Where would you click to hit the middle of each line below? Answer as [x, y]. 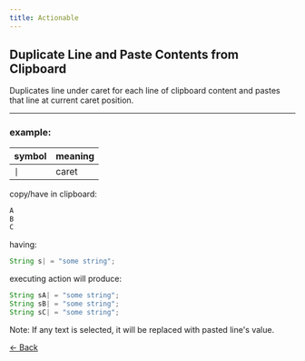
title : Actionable [44, 18]
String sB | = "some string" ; [64, 304]
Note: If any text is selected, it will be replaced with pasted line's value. [142, 329]
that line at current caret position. [72, 100]
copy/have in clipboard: [53, 194]
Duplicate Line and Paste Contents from [124, 55]
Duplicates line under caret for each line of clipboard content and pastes [145, 91]
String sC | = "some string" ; [64, 312]
